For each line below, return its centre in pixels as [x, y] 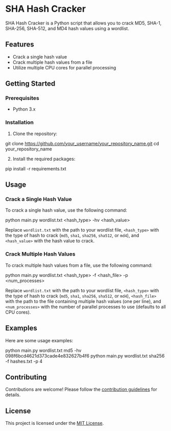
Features [20, 45]
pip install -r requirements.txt [36, 168]
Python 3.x [24, 109]
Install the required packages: [44, 159]
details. [13, 395]
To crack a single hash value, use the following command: [66, 210]
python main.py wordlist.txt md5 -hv [43, 350]
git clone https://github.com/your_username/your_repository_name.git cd [82, 143]
